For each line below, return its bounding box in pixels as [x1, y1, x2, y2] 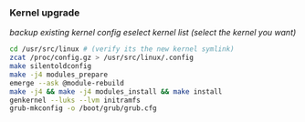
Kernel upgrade [9, 6, 80, 19]
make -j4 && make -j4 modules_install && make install [9, 86, 223, 97]
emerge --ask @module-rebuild [9, 78, 125, 87]
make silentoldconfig [9, 62, 92, 71]
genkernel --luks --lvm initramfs [9, 96, 142, 105]
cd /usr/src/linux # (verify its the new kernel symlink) [9, 45, 235, 54]
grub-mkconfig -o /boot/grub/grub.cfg [9, 104, 157, 113]
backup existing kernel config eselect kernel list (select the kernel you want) [9, 27, 297, 38]
